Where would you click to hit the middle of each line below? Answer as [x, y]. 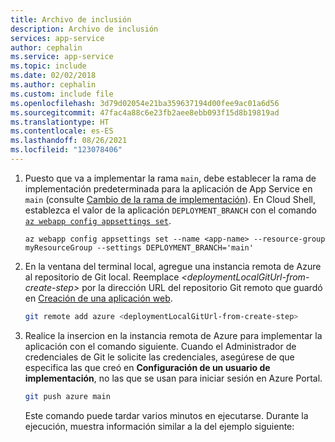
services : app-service [57, 38]
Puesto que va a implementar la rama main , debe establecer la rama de [170, 178]
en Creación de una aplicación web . [98, 298]
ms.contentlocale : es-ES [62, 131]
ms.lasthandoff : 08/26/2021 [69, 141]
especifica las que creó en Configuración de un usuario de [147, 367]
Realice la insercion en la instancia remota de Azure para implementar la [173, 335]
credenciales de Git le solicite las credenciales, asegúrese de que [159, 357]
